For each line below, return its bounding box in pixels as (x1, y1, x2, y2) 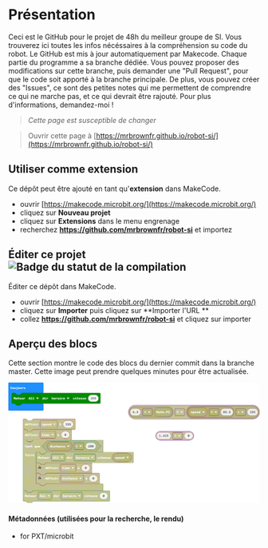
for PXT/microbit (19, 531, 74, 541)
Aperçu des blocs (8, 337, 98, 351)
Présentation (8, 6, 96, 24)
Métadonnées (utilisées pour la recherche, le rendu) (8, 514, 184, 523)
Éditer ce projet (8, 248, 86, 261)
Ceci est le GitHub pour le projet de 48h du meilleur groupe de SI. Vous (8, 32, 242, 42)
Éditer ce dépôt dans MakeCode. (8, 281, 116, 291)
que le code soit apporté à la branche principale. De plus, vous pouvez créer (8, 74, 260, 84)
